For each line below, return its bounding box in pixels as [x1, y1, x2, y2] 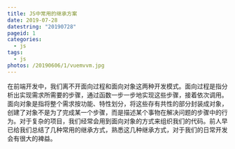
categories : [7, 36, 42, 43]
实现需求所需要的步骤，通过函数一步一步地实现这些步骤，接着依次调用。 [19, 91, 228, 99]
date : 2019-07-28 [7, 17, 58, 24]
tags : [7, 49, 23, 56]
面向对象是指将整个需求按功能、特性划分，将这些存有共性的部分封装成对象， [7, 99, 228, 108]
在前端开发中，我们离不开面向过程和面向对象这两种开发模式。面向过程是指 [7, 81, 222, 91]
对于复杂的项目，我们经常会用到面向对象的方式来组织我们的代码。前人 [19, 116, 222, 125]
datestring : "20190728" [7, 23, 77, 30]
